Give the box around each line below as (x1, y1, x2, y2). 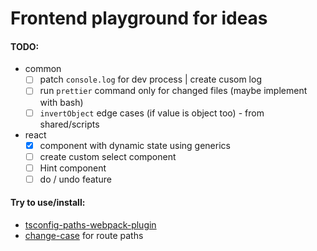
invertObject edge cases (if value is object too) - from (39, 107, 265, 119)
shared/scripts (39, 118, 100, 130)
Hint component (39, 162, 107, 174)
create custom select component (39, 150, 177, 162)
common (24, 63, 62, 75)
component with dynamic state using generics (39, 139, 231, 151)
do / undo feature (39, 173, 112, 185)
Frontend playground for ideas (10, 7, 268, 30)
